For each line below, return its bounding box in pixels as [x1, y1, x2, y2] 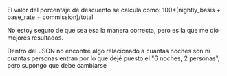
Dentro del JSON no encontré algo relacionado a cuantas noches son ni [7, 47, 210, 55]
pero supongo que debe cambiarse [7, 62, 107, 69]
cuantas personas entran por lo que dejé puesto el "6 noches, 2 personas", [7, 54, 220, 62]
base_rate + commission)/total [7, 13, 94, 21]
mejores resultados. [7, 34, 64, 42]
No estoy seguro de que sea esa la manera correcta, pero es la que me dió [7, 27, 219, 34]
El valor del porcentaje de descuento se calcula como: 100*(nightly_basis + [7, 6, 221, 14]
